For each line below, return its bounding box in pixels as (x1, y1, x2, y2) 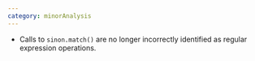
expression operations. (19, 42, 97, 53)
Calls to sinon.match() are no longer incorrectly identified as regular (19, 34, 248, 44)
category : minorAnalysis (7, 11, 92, 20)
